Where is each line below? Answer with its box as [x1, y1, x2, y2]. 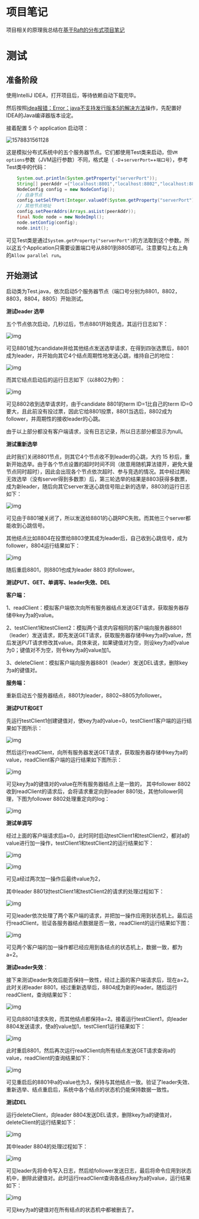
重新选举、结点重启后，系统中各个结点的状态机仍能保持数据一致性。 [6, 1086, 172, 1093]
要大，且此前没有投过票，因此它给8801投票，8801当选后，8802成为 [6, 408, 173, 415]
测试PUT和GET [6, 704, 43, 712]
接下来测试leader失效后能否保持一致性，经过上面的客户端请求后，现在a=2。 [6, 976, 192, 983]
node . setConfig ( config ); [17, 220, 78, 225]
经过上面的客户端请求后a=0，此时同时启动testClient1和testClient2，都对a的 [6, 832, 190, 839]
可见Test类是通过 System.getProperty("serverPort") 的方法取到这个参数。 [6, 236, 185, 244]
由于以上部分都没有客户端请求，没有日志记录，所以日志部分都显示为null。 [6, 428, 187, 435]
